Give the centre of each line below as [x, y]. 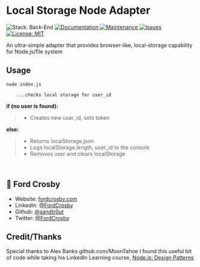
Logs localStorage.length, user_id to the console [90, 147]
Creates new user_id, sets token [70, 117]
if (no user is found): [32, 106]
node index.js [24, 84]
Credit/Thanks [34, 237]
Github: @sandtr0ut [39, 212]
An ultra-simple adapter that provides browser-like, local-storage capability [99, 45]
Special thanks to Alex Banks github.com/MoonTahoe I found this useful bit [99, 251]
